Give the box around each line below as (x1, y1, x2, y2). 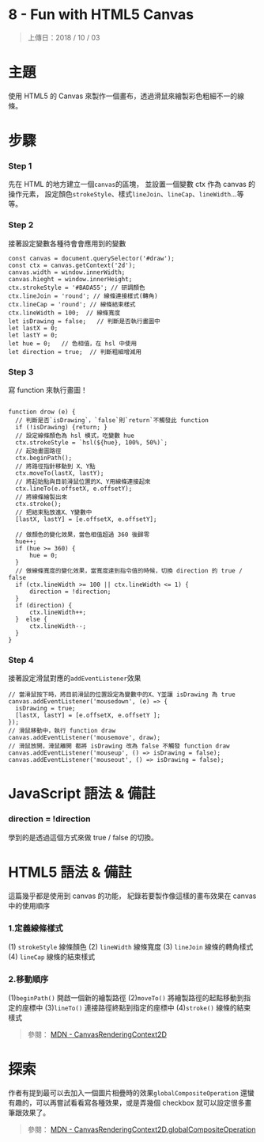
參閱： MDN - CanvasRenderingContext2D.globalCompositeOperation (27, 1125, 256, 1134)
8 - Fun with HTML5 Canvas (8, 6, 194, 24)
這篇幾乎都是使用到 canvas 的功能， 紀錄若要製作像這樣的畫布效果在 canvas (8, 891, 257, 900)
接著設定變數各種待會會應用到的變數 (8, 238, 126, 248)
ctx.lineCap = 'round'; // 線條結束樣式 (8, 300, 136, 308)
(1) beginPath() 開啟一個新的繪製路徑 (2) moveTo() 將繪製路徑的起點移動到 (8, 993, 244, 1003)
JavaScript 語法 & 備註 (8, 785, 156, 803)
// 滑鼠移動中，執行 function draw (8, 727, 116, 735)
